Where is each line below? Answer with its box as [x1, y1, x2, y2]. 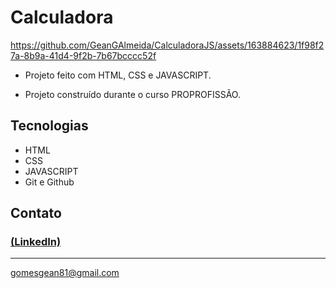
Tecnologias [10, 117, 89, 135]
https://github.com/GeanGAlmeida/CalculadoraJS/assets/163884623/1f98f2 [10, 39, 325, 51]
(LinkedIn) [10, 235, 62, 249]
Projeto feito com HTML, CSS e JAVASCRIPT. [24, 69, 212, 81]
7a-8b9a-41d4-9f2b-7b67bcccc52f [10, 49, 157, 61]
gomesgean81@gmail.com [10, 267, 120, 279]
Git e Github [24, 176, 75, 188]
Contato [10, 205, 62, 222]
